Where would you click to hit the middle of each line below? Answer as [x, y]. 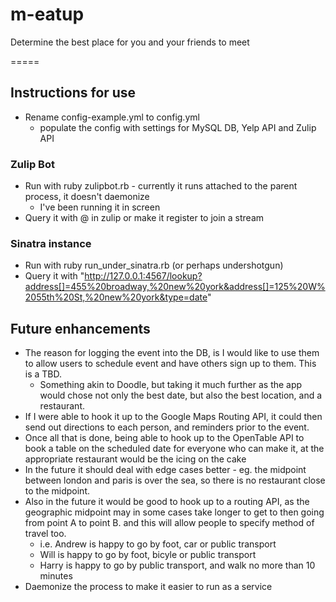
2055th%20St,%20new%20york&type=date [116, 297]
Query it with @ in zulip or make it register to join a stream [144, 218]
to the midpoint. [57, 491]
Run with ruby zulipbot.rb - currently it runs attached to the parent [161, 186]
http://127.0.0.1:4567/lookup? [143, 276]
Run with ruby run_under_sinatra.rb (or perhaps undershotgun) [154, 265]
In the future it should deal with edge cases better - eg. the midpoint [165, 470]
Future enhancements [80, 328]
